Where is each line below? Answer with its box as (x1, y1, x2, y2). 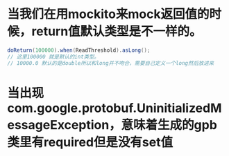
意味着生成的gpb (121, 117, 217, 133)
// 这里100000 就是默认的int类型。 (7, 53, 99, 60)
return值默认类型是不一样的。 (31, 23, 203, 39)
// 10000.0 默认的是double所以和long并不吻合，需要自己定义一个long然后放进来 (7, 59, 214, 66)
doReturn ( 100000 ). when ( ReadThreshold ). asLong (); (7, 46, 151, 54)
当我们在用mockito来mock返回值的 (7, 6, 210, 22)
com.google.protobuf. (7, 100, 137, 116)
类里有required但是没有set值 (7, 134, 173, 150)
